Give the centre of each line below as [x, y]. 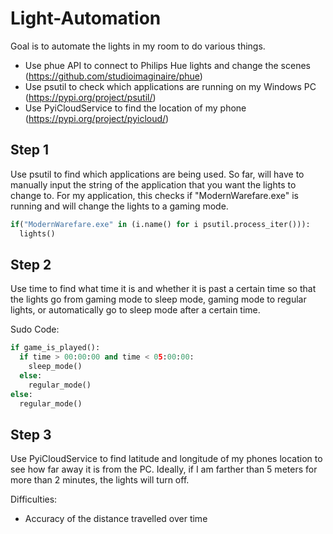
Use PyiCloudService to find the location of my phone [135, 108]
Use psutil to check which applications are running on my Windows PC [170, 86]
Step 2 [31, 264]
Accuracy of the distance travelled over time [116, 519]
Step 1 [30, 150]
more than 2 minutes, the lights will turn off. [100, 480]
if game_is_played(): [55, 348]
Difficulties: [34, 499]
